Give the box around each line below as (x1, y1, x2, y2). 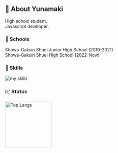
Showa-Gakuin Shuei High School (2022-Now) (5, 52, 100, 58)
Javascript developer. (5, 23, 49, 29)
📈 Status (5, 88, 28, 95)
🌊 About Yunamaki (5, 5, 63, 13)
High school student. (5, 18, 48, 24)
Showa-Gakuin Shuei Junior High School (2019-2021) (5, 47, 114, 53)
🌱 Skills (5, 65, 23, 72)
